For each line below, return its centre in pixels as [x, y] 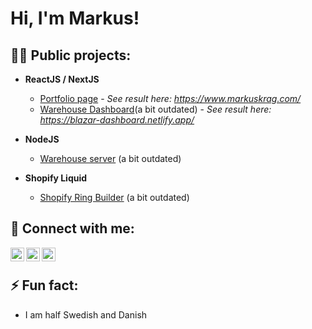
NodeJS [42, 139]
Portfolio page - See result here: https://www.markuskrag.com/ [170, 98]
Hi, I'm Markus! [75, 18]
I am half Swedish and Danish [86, 314]
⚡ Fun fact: [44, 285]
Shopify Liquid [56, 178]
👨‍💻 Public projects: [71, 55]
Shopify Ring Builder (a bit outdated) [114, 197]
